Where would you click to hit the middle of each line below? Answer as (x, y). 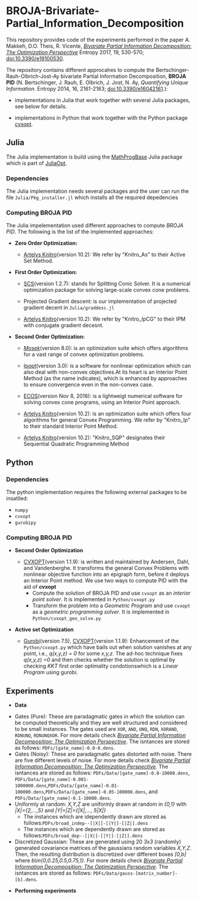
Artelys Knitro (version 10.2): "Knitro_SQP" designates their (94, 438)
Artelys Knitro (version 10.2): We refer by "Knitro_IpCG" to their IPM (104, 319)
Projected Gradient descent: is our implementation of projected (100, 301)
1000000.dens (31, 786)
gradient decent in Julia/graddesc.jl (69, 308)
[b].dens (25, 880)
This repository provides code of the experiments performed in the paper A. (98, 39)
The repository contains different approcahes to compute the (80, 70)
